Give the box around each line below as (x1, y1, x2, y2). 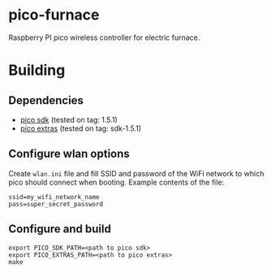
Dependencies (8, 93, 84, 107)
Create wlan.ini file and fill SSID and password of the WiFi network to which (8, 168, 265, 178)
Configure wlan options (8, 147, 130, 161)
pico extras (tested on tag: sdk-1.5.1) (19, 123, 142, 133)
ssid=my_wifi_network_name (8, 193, 100, 201)
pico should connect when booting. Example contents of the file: (8, 177, 225, 187)
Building (8, 61, 66, 80)
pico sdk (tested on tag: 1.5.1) (19, 115, 118, 124)
